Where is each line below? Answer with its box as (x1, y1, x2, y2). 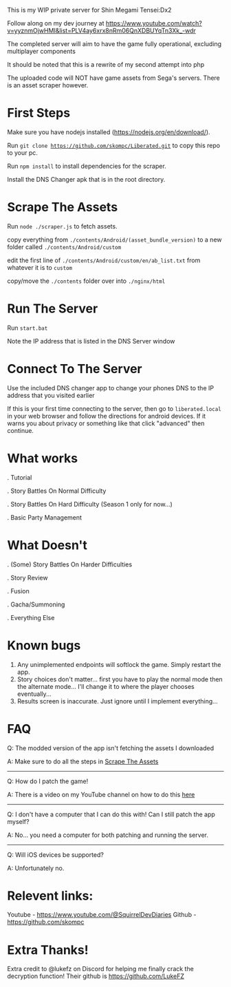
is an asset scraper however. (7, 81, 89, 89)
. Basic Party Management (7, 513, 82, 522)
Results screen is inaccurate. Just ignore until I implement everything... (16, 697, 218, 705)
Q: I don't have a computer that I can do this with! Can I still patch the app (7, 810, 215, 818)
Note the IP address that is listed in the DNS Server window (7, 337, 175, 345)
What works (7, 450, 78, 466)
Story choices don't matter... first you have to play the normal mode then (16, 675, 223, 683)
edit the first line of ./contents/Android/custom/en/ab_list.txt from (7, 256, 201, 264)
